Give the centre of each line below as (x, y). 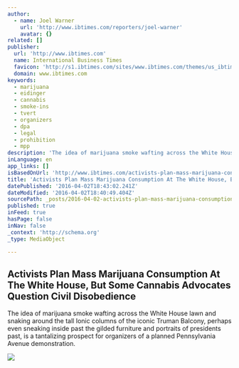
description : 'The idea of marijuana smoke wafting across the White (113, 153)
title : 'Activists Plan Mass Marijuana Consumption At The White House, (117, 179)
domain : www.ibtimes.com (51, 73)
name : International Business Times (68, 61)
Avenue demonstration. (42, 344)
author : (19, 14)
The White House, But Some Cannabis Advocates (119, 285)
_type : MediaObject (36, 239)
